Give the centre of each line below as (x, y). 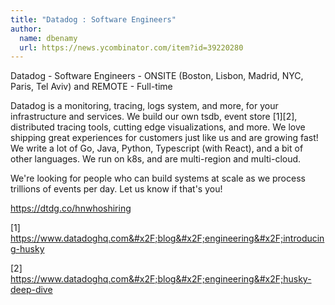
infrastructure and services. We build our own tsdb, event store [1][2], (154, 117)
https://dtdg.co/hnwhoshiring (71, 208)
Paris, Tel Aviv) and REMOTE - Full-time (91, 87)
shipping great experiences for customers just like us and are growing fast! (164, 138)
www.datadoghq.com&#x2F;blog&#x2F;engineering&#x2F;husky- (175, 279)
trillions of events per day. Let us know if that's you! (116, 189)
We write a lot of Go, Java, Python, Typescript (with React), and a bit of (157, 148)
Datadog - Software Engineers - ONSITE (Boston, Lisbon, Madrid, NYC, (157, 76)
